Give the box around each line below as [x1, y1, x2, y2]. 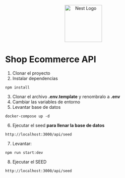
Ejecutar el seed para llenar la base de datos [12, 122, 105, 128]
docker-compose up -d [5, 114, 50, 119]
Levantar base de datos [12, 104, 61, 110]
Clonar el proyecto [12, 70, 51, 76]
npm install [5, 85, 30, 90]
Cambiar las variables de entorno [12, 99, 80, 105]
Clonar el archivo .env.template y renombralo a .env [12, 93, 121, 99]
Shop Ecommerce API [5, 54, 97, 65]
